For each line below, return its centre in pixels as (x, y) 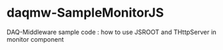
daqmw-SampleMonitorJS (85, 13)
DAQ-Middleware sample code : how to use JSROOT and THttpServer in (111, 32)
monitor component (35, 39)
